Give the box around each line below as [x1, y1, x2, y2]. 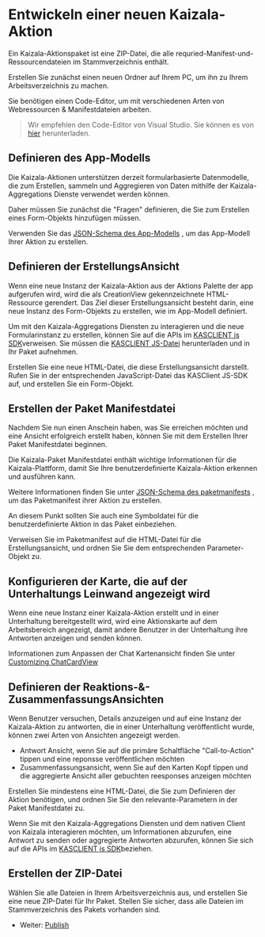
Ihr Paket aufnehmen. [8, 346, 78, 356]
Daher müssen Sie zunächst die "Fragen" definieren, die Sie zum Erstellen [8, 205, 250, 214]
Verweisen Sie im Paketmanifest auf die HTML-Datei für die [8, 535, 202, 545]
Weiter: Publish [19, 920, 70, 929]
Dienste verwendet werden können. [54, 189, 170, 199]
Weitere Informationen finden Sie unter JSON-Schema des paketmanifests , [8, 488, 255, 497]
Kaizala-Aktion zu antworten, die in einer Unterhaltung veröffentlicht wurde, [8, 722, 255, 731]
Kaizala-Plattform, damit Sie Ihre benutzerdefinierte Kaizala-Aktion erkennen [8, 464, 258, 473]
